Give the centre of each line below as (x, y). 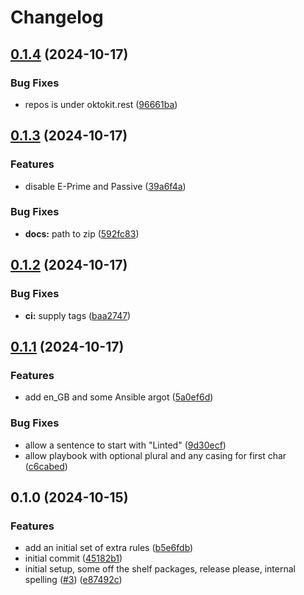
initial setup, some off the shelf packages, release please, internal (160, 569)
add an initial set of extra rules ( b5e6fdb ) (109, 548)
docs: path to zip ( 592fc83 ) (82, 233)
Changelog (57, 17)
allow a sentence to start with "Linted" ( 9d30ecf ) (125, 445)
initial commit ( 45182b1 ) (73, 558)
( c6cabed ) (46, 466)
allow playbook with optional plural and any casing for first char (155, 455)
